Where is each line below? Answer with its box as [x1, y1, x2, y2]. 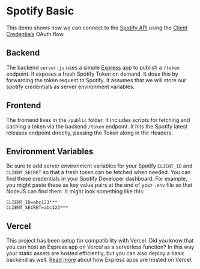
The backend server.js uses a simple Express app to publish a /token [6, 64, 180, 71]
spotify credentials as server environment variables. [6, 83, 135, 90]
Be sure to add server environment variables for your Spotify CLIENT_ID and [6, 162, 193, 169]
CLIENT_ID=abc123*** [6, 199, 58, 205]
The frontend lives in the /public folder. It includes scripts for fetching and [6, 116, 190, 124]
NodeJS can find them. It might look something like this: [6, 188, 145, 195]
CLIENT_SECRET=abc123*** [6, 205, 68, 211]
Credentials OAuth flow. [6, 30, 65, 37]
